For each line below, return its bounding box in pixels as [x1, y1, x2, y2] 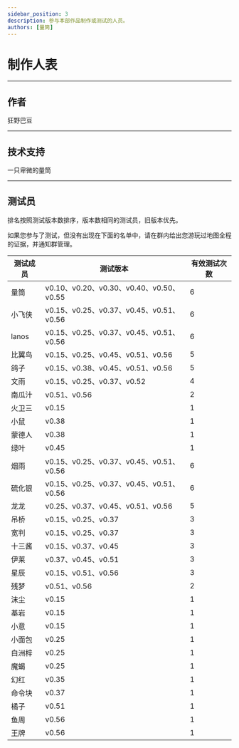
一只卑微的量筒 [7, 165, 51, 175]
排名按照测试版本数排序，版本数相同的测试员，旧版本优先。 [7, 215, 182, 224]
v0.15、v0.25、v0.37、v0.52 [45, 376, 146, 386]
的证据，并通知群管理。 [7, 239, 76, 248]
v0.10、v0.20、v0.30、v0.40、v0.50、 [45, 283, 180, 293]
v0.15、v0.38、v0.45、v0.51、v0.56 [45, 363, 173, 373]
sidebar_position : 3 [7, 10, 69, 18]
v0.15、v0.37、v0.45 [45, 541, 119, 551]
